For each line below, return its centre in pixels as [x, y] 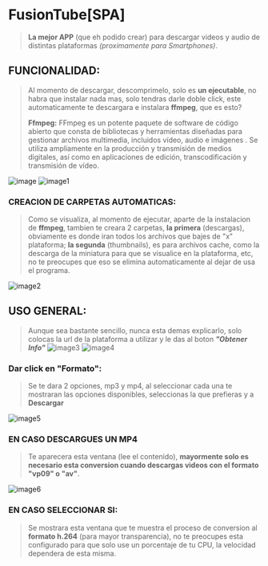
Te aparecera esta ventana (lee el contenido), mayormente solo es [138, 457]
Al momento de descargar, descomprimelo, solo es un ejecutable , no [142, 90]
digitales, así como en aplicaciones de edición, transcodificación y [137, 157]
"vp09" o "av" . [54, 474]
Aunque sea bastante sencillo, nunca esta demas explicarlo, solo [135, 330]
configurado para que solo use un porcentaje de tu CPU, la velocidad [142, 544]
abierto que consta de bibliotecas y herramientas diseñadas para [135, 131]
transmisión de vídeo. [64, 165]
